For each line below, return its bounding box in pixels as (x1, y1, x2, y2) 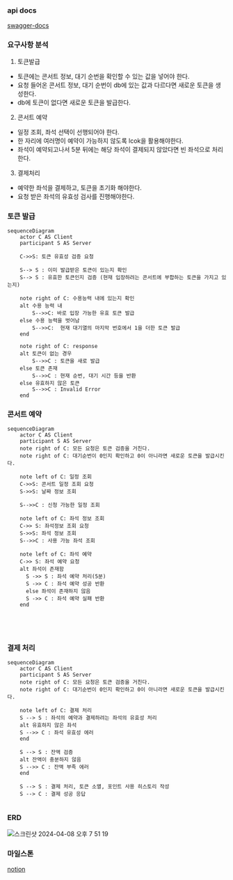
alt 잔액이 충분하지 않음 (19, 756, 82, 764)
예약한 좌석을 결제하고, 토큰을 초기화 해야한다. (17, 183, 143, 191)
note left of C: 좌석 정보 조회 (19, 515, 105, 522)
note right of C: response (19, 343, 98, 349)
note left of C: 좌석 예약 (19, 551, 93, 558)
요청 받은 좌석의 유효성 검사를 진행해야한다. (17, 192, 135, 201)
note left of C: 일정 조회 (19, 473, 93, 480)
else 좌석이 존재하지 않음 (25, 588, 91, 595)
